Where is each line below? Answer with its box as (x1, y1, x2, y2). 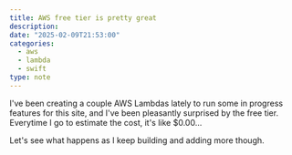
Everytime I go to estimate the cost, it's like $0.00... (9, 117, 203, 128)
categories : (9, 38, 55, 48)
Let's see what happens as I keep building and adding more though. (9, 134, 265, 146)
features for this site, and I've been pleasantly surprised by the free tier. (9, 107, 279, 119)
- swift (17, 65, 47, 74)
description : (9, 22, 59, 31)
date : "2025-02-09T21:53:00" (9, 30, 120, 39)
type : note (9, 73, 51, 82)
